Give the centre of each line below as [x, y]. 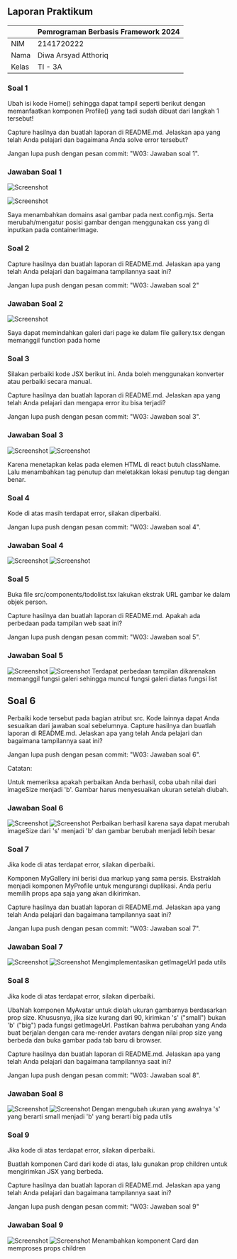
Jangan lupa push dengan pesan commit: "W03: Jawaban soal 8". [104, 1075]
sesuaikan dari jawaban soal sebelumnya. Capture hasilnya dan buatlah [112, 725]
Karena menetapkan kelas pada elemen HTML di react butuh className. [114, 464]
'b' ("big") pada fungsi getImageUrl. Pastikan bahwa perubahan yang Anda [117, 1025]
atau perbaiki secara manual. [50, 382]
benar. [17, 479]
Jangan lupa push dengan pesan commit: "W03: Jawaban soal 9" [104, 1206]
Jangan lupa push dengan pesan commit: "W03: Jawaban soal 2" [104, 285]
